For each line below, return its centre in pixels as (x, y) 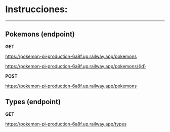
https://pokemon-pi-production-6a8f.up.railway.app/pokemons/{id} (76, 66)
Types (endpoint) (33, 102)
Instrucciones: (36, 9)
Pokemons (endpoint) (40, 34)
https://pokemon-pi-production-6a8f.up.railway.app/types (66, 124)
